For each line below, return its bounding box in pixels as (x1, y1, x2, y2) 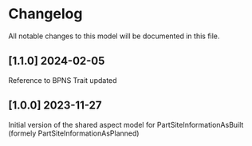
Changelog (8, 5, 83, 23)
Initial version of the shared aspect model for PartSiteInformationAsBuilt (8, 120, 244, 129)
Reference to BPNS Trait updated (8, 75, 117, 85)
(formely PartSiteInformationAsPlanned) (8, 128, 140, 138)
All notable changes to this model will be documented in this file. (8, 31, 220, 41)
